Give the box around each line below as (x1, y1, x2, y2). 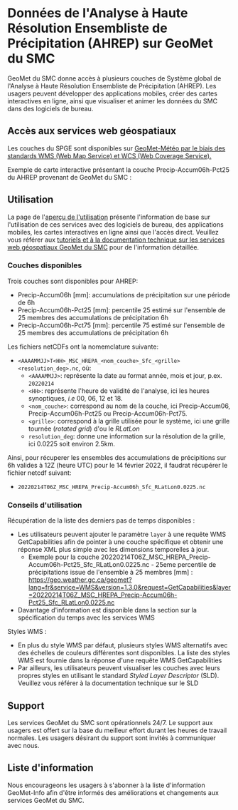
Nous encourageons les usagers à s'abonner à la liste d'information (7, 781, 205, 789)
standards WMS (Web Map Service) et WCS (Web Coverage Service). (7, 151, 212, 160)
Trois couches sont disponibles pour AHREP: (7, 277, 139, 285)
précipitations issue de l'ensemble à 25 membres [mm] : (28, 568, 193, 577)
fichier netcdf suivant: (7, 468, 72, 477)
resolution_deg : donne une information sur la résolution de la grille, (28, 431, 226, 440)
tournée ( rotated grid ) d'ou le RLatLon (28, 424, 140, 433)
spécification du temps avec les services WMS (17, 613, 155, 622)
